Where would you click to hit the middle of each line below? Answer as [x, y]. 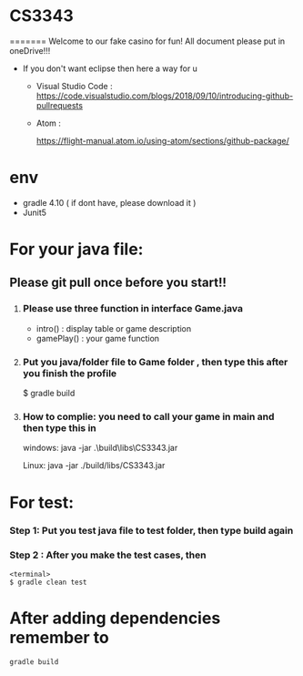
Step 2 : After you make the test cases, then [108, 555]
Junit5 [35, 212]
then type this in [60, 427]
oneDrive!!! [30, 50]
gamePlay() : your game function [98, 338]
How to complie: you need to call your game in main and [148, 416]
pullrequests [60, 105]
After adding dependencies [115, 618]
